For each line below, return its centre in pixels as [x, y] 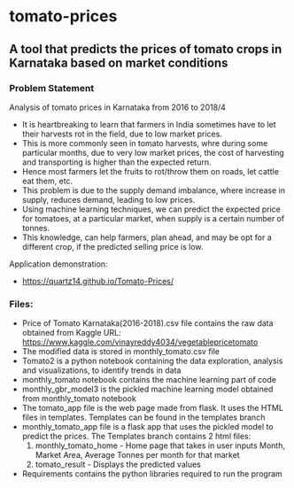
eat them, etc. [47, 181]
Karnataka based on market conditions [119, 62]
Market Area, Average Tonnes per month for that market [138, 455]
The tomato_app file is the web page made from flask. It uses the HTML [152, 408]
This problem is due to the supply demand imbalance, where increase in [154, 190]
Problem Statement [52, 88]
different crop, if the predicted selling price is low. [112, 246]
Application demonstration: [58, 264]
